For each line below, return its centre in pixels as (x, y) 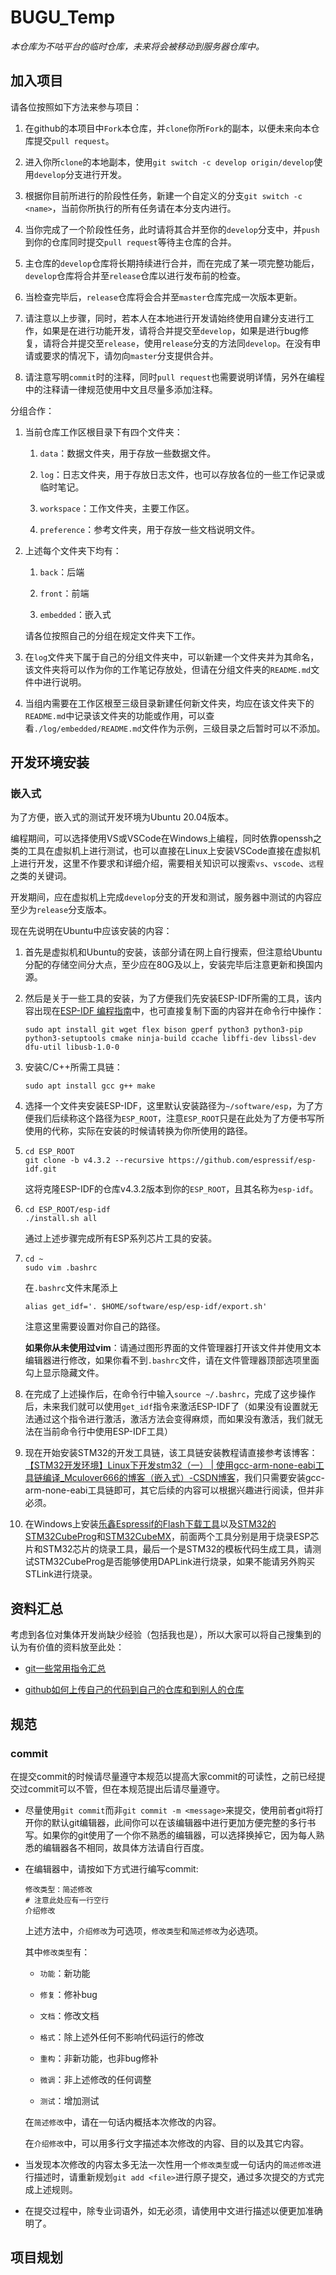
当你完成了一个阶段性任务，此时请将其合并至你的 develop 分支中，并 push (172, 229)
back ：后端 (62, 572)
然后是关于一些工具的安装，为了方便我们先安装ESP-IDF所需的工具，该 (169, 998)
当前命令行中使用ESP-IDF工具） (108, 1432)
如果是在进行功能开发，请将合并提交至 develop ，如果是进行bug (171, 330)
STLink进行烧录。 (61, 1574)
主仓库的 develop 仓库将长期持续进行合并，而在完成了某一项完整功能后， (172, 263)
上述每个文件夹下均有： (73, 550)
